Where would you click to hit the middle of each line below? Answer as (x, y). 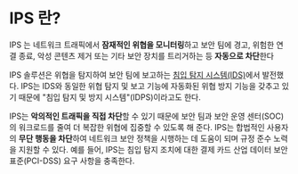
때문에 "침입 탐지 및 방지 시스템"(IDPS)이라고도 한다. (110, 97)
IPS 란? (35, 18)
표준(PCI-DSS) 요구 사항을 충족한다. (72, 161)
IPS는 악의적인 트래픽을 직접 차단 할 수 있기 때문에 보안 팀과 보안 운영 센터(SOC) (147, 116)
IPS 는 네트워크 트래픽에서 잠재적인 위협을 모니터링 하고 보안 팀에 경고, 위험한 (142, 45)
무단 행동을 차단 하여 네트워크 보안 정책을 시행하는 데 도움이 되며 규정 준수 (145, 138)
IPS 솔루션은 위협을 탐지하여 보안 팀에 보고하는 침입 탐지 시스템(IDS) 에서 (135, 75)
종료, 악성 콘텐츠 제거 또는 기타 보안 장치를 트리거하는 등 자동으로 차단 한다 (146, 55)
